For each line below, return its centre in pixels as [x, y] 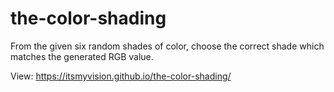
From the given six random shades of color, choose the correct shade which [167, 46]
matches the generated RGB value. [82, 56]
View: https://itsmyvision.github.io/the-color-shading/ [121, 76]
